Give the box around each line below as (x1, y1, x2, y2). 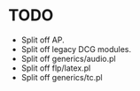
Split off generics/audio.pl (20, 53, 116, 64)
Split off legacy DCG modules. (20, 43, 132, 54)
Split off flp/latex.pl (20, 63, 91, 73)
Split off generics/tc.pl (20, 72, 103, 82)
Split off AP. (20, 34, 65, 45)
